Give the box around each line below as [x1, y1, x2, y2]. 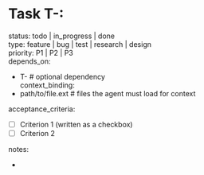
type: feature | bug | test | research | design [8, 39, 151, 49]
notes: [8, 145, 29, 154]
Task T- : [8, 5, 65, 23]
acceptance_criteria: [8, 104, 76, 114]
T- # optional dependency [19, 72, 106, 81]
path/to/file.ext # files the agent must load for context [19, 88, 196, 98]
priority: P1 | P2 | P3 [8, 48, 74, 57]
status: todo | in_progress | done [8, 31, 116, 41]
